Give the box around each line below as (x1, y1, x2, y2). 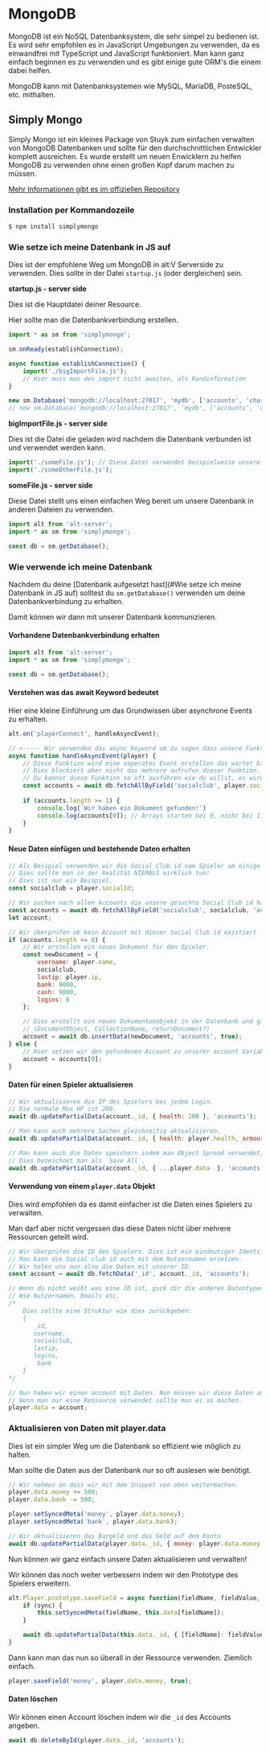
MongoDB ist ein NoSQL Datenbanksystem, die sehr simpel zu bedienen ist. (8, 31, 260, 41)
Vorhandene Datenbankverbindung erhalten (8, 631, 160, 640)
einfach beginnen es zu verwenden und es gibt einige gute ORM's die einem (8, 57, 261, 67)
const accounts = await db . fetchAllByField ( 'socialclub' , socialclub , (8, 906, 250, 914)
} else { (8, 1039, 38, 1048)
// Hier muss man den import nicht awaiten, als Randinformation (22, 375, 247, 383)
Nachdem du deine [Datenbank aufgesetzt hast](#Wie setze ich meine (8, 579, 242, 589)
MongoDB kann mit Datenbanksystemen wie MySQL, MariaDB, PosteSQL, (8, 81, 253, 91)
